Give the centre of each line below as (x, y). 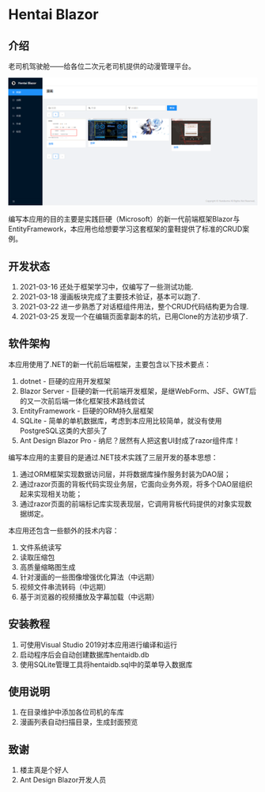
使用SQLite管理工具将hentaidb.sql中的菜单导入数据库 (106, 664)
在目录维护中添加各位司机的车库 (72, 712)
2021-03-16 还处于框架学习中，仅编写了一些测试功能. (106, 286)
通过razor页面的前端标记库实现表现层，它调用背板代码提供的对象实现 (132, 503)
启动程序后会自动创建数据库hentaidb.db (84, 654)
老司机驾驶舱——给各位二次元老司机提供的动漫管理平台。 (102, 66)
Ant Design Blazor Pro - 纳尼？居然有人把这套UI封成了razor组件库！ (130, 440)
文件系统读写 (40, 547)
